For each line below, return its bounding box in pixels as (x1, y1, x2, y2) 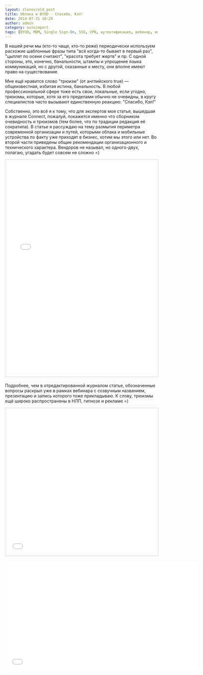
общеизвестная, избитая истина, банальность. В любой (5, 84, 121, 89)
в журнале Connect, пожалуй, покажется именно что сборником (5, 114, 140, 119)
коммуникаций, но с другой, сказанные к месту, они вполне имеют (5, 64, 145, 69)
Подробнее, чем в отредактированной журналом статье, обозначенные (5, 382, 156, 388)
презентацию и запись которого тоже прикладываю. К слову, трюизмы (5, 393, 154, 398)
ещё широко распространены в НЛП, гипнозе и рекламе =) (5, 398, 129, 404)
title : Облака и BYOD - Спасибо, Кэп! (5, 12, 83, 17)
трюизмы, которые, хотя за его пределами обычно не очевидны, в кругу (5, 94, 156, 100)
